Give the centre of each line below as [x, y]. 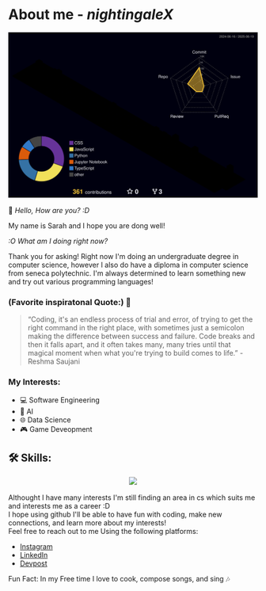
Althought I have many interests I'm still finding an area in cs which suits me [132, 498]
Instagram [36, 546]
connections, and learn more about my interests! [87, 522]
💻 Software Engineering [60, 400]
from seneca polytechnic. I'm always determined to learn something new [127, 273]
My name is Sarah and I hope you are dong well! [87, 226]
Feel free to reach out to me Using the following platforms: [103, 531]
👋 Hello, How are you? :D [49, 211]
